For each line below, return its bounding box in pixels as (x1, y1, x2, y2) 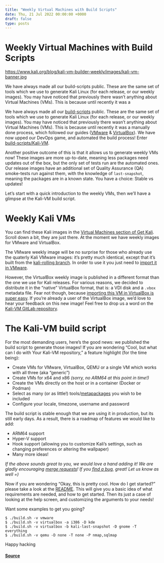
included (12, 396, 30, 402)
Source (5, 553, 21, 559)
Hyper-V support (12, 436, 47, 442)
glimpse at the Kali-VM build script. (5, 196, 76, 202)
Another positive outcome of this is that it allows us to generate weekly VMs (5, 149, 158, 155)
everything (5, 529, 27, 533)
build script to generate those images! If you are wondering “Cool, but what (5, 345, 157, 351)
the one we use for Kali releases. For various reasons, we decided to (5, 280, 143, 286)
